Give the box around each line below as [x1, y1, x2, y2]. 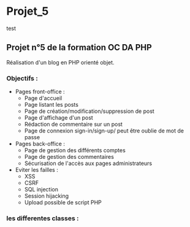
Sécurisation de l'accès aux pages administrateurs [24, 160, 153, 167]
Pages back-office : [15, 140, 66, 148]
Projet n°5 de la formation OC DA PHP [6, 42, 152, 53]
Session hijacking [24, 192, 69, 200]
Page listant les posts [24, 101, 78, 109]
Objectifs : [6, 74, 38, 82]
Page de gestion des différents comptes [24, 147, 126, 154]
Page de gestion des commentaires [24, 153, 115, 161]
